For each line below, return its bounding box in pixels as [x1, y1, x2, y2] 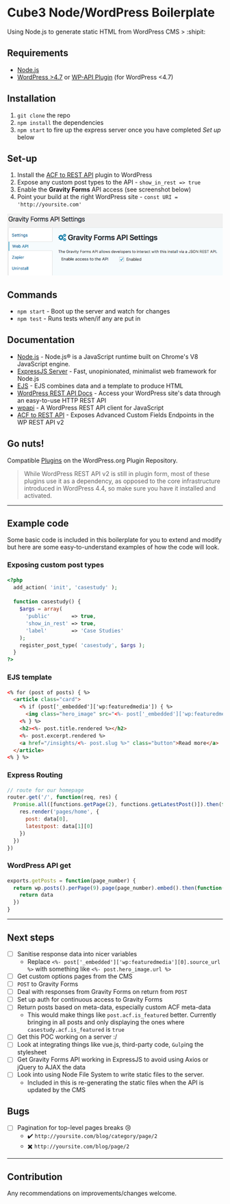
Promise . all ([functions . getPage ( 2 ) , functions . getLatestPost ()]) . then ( [13, 801, 222, 808]
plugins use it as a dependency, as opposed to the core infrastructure [23, 477, 220, 485]
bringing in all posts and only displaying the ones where [27, 1018, 185, 1026]
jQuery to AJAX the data [16, 1063, 86, 1072]
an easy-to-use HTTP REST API [16, 396, 107, 404]
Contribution [7, 1171, 63, 1183]
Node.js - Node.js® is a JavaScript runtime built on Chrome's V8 [16, 352, 199, 361]
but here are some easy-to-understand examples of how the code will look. [7, 543, 220, 552]
